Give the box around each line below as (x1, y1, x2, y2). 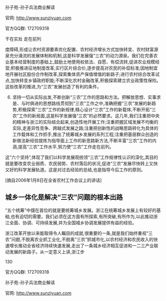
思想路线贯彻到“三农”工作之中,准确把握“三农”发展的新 (43, 101, 152, 106)
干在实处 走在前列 (5, 36, 41, 42)
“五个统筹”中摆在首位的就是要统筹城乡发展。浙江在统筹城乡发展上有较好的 (5, 207, 157, 213)
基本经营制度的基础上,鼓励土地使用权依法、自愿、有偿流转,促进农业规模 (9, 59, 156, 64)
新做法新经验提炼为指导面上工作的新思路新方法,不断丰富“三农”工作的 (12, 138, 153, 143)
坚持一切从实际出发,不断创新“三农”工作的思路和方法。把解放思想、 (12, 94, 148, 100)
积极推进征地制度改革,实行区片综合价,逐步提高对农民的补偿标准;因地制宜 (10, 65, 158, 71)
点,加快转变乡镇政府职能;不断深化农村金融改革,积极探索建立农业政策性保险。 (5, 77, 161, 83)
